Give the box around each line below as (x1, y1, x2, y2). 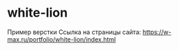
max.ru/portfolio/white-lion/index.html (7, 35, 116, 43)
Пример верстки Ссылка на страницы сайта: (7, 28, 141, 36)
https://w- (142, 28, 172, 36)
